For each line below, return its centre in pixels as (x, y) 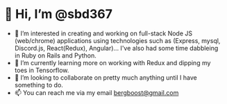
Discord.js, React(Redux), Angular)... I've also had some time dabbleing (116, 48)
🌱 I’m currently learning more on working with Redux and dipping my (112, 62)
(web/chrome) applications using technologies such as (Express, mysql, (117, 40)
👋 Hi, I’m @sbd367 (59, 14)
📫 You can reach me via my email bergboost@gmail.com (96, 92)
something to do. (39, 85)
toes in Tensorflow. (42, 70)
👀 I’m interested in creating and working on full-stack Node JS (103, 33)
